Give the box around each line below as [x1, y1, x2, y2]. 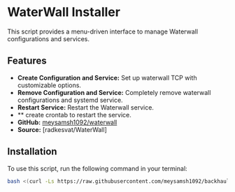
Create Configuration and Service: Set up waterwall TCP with [17, 73, 197, 82]
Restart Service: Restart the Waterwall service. [17, 103, 154, 112]
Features [7, 55, 47, 67]
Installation [7, 146, 57, 158]
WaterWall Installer [7, 4, 121, 20]
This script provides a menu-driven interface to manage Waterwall [7, 27, 198, 36]
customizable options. [17, 81, 82, 89]
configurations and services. [7, 34, 90, 43]
